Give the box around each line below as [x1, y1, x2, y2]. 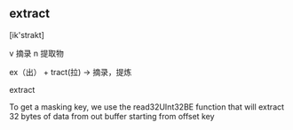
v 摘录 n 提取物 [9, 48, 64, 58]
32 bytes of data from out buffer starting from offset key [9, 111, 215, 121]
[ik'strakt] [9, 29, 44, 40]
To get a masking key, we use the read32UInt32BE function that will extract [9, 101, 285, 112]
